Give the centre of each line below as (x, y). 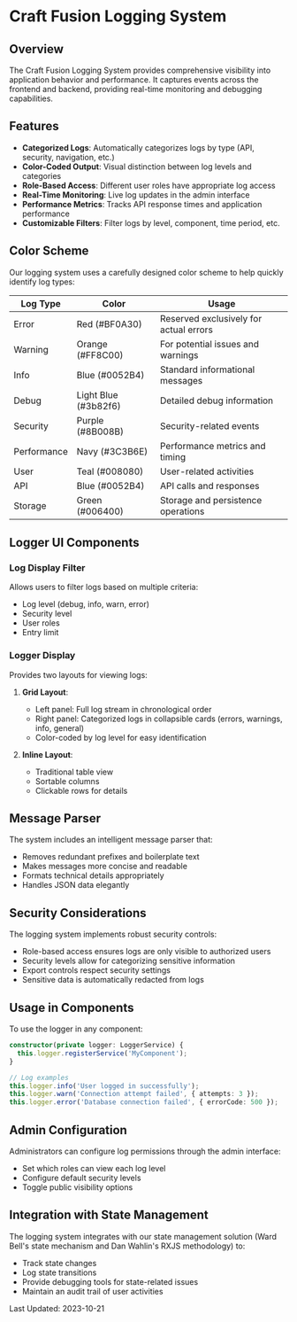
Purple (90, 420)
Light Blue (97, 394)
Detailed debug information (217, 400)
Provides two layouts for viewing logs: (78, 674)
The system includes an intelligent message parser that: (111, 840)
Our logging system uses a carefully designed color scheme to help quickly (147, 272)
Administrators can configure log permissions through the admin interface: (145, 1151)
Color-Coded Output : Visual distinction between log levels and (137, 167)
